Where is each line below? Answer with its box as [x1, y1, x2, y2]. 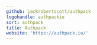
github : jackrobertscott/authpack [6, 8, 92, 15]
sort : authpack [6, 19, 44, 25]
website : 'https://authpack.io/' [6, 30, 89, 36]
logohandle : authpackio [6, 14, 65, 20]
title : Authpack [6, 25, 46, 31]
